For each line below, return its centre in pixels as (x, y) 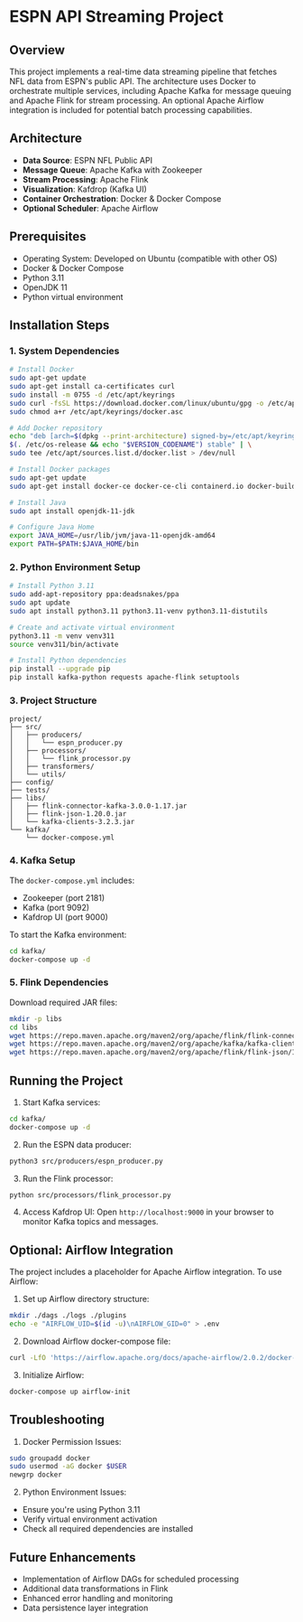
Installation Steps (60, 326)
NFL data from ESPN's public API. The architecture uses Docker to (133, 81)
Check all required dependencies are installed (108, 1529)
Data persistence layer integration (85, 1608)
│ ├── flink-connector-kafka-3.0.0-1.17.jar (98, 806)
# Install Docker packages (60, 470)
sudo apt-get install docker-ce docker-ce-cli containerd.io (127, 486)
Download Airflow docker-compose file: (96, 1341)
